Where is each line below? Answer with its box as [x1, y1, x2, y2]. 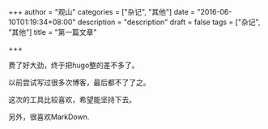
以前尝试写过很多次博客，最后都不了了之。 [8, 78, 151, 87]
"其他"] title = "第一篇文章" [8, 28, 97, 37]
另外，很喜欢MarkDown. [8, 112, 90, 122]
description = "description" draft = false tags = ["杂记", [77, 17, 261, 27]
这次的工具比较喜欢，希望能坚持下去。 [8, 95, 136, 104]
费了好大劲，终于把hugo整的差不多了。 [8, 60, 139, 70]
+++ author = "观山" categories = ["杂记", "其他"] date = [8, 7, 196, 16]
